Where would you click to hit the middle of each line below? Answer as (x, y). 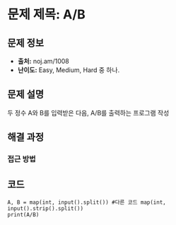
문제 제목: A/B (47, 15)
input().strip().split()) (45, 208)
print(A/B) (23, 214)
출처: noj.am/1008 (43, 61)
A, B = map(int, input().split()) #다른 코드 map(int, (87, 202)
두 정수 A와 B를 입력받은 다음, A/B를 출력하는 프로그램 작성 (88, 112)
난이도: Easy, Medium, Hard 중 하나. (69, 70)
